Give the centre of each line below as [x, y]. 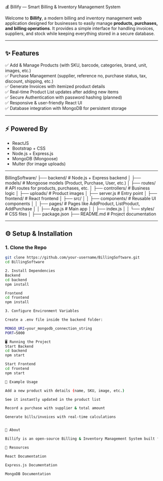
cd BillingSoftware [25, 262]
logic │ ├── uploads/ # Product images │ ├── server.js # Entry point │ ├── [81, 193]
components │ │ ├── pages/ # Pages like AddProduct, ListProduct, [73, 204]
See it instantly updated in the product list [53, 399]
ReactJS [20, 143]
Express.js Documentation [31, 465]
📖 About [13, 430]
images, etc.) [18, 70]
